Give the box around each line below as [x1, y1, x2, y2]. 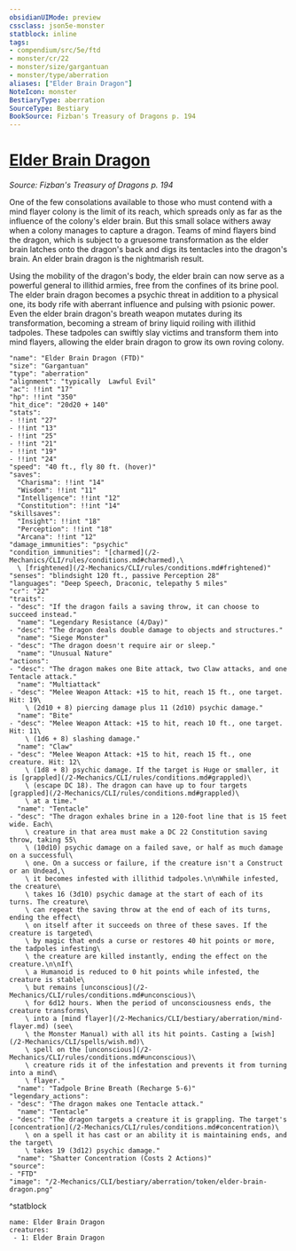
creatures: [9, 1226, 50, 1235]
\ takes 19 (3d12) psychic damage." [25, 1146, 161, 1155]
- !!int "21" [9, 439, 58, 448]
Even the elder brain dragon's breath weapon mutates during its [9, 308, 243, 320]
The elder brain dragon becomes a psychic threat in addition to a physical [9, 289, 279, 300]
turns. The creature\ [9, 898, 90, 907]
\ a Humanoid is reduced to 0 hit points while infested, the [25, 968, 260, 977]
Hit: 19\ [9, 696, 42, 705]
